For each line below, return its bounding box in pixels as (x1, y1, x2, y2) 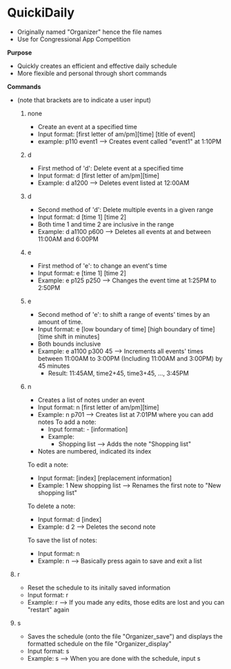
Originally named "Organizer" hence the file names (17, 28, 162, 36)
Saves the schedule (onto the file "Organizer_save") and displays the (27, 632, 223, 640)
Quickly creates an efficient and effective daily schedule (17, 61, 177, 70)
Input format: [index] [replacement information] (37, 474, 172, 482)
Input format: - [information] (48, 425, 128, 433)
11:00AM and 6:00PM (37, 235, 99, 243)
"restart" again (27, 605, 70, 614)
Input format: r (27, 590, 69, 599)
